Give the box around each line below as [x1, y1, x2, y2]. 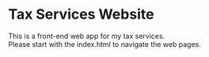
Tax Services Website [8, 5, 154, 23]
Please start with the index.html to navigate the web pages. [8, 39, 202, 48]
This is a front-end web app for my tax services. [8, 31, 165, 41]
